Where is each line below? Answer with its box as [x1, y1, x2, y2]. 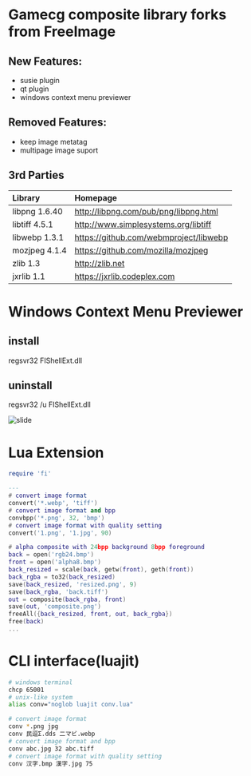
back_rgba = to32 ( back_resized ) [8, 573, 116, 581]
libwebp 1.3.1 [12, 232, 64, 243]
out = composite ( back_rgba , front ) [8, 595, 127, 603]
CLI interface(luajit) [8, 652, 139, 671]
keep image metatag [19, 137, 88, 146]
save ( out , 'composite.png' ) [8, 603, 102, 611]
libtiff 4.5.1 [12, 218, 53, 229]
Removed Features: [8, 116, 108, 129]
